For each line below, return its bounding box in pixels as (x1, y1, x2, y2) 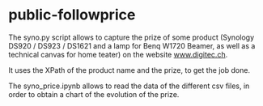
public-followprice (8, 6, 136, 24)
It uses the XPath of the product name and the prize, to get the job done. (8, 65, 251, 74)
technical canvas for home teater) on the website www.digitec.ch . (8, 49, 228, 59)
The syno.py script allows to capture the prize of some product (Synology (8, 32, 255, 42)
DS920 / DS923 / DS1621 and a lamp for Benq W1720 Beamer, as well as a (8, 40, 256, 50)
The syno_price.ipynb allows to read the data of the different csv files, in (8, 81, 250, 91)
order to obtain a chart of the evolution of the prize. (8, 89, 180, 99)
